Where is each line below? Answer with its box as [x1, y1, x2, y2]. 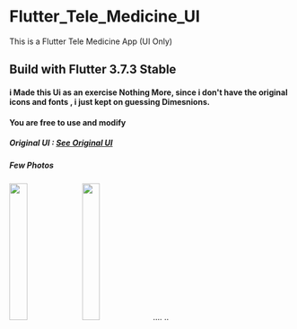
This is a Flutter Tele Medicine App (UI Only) [9, 36, 173, 47]
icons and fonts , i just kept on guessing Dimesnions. [9, 96, 211, 107]
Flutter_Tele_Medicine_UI [9, 6, 200, 27]
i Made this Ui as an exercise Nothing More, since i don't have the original [9, 87, 288, 98]
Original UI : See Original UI [9, 137, 113, 149]
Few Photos [9, 160, 54, 171]
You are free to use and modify [9, 117, 127, 127]
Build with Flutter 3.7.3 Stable [9, 62, 177, 77]
